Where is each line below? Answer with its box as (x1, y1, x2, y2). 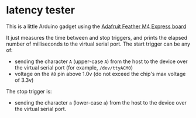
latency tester (6, 4, 75, 17)
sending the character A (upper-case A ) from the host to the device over (14, 58, 188, 65)
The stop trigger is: (6, 88, 52, 95)
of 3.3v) (14, 77, 34, 84)
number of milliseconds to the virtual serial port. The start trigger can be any (6, 40, 191, 47)
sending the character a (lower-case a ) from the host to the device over (14, 99, 187, 106)
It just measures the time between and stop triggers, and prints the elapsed (6, 34, 188, 41)
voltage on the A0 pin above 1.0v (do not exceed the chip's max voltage (14, 70, 186, 77)
